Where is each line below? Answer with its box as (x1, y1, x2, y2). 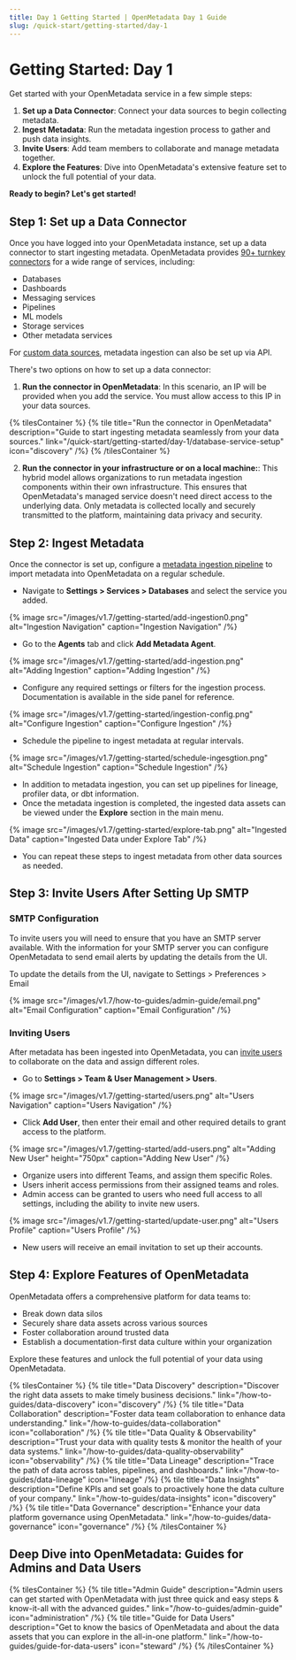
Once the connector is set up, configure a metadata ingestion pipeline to (9, 559, 273, 570)
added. (21, 595, 49, 606)
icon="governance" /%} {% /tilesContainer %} (57, 1521, 227, 1532)
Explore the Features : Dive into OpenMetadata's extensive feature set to (21, 162, 287, 173)
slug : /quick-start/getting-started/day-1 (9, 21, 168, 30)
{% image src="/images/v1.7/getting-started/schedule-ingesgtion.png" (9, 753, 269, 764)
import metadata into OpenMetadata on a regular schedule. (9, 568, 225, 580)
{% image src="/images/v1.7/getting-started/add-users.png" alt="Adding (9, 1143, 277, 1155)
